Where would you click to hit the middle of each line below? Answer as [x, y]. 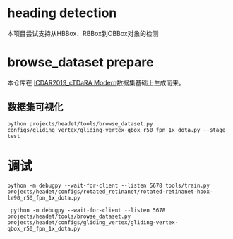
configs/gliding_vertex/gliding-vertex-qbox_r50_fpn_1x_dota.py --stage [116, 130]
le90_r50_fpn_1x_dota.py [44, 198]
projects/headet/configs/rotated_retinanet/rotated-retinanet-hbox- [110, 192]
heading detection [62, 13]
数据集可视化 [35, 107]
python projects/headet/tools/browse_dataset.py [80, 124]
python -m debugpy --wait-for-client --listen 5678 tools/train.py [109, 185]
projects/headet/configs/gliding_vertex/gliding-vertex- [93, 222]
